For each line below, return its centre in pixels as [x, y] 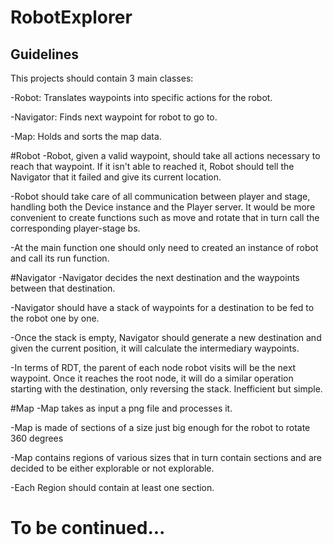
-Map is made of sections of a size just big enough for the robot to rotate [160, 427]
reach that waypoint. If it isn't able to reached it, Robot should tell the [152, 166]
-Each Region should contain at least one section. [112, 487]
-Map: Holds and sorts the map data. [86, 136]
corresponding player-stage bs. [75, 228]
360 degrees [37, 438]
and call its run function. [60, 258]
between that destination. [63, 288]
